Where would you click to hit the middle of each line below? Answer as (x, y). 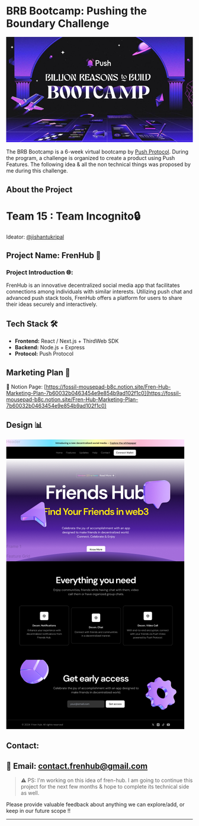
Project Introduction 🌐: (40, 273)
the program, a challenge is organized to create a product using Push (91, 158)
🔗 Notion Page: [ (26, 387)
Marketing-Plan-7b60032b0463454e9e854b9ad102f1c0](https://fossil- (94, 393)
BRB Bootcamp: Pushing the (76, 11)
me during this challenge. (37, 171)
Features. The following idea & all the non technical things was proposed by (99, 164)
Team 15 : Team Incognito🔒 (73, 216)
